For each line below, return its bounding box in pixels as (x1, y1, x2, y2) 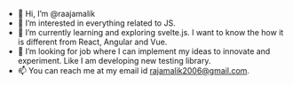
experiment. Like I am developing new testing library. (17, 56, 211, 66)
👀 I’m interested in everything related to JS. (17, 18, 176, 28)
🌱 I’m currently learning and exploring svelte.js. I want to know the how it (17, 27, 284, 37)
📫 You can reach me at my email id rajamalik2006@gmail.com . (17, 66, 250, 75)
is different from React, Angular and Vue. (17, 36, 168, 47)
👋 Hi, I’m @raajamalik (17, 9, 96, 19)
